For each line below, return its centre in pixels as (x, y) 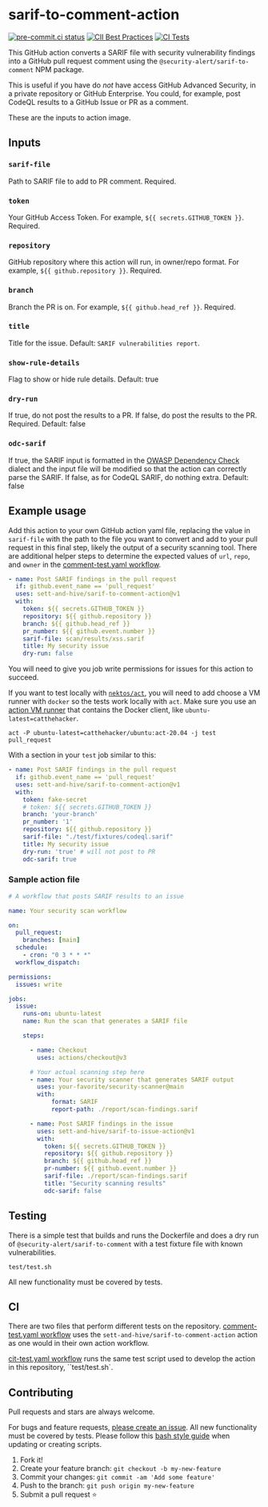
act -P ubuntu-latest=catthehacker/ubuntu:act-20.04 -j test (112, 733)
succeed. (24, 677)
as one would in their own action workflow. (79, 1343)
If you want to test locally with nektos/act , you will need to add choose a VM (134, 693)
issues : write (39, 984)
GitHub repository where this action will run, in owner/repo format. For (124, 262)
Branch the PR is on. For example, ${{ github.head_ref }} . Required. (122, 307)
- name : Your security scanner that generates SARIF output (132, 1080)
